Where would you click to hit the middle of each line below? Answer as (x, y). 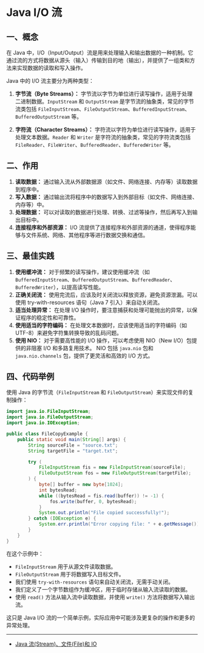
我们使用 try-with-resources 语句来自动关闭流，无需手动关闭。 (94, 582)
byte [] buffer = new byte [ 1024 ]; (81, 485)
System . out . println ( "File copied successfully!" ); (104, 513)
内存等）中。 (31, 204)
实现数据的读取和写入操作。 (51, 68)
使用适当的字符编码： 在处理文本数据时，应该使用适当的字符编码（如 (101, 325)
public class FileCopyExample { (47, 434)
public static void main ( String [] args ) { (72, 439)
